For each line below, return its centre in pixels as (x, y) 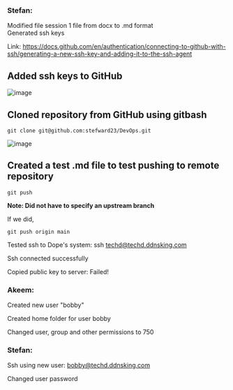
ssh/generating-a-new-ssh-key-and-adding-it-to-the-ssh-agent (100, 54)
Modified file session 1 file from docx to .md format (80, 26)
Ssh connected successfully (48, 258)
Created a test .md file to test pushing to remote (113, 166)
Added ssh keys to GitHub (65, 76)
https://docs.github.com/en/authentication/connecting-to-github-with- (125, 47)
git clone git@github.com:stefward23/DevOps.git (79, 130)
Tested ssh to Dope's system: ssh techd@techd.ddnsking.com (97, 245)
